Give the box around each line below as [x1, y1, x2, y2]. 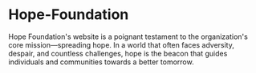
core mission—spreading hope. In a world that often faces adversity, [8, 40, 234, 49]
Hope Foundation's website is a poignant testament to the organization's [8, 32, 249, 41]
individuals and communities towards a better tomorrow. [8, 57, 194, 67]
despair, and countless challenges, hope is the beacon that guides [8, 48, 228, 58]
